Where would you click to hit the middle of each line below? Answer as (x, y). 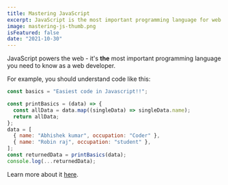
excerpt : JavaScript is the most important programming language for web (114, 20)
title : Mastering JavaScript (48, 13)
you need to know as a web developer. (61, 66)
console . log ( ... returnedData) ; (52, 161)
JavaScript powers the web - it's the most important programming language (114, 58)
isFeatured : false (33, 33)
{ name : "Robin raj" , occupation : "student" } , (82, 142)
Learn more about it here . (43, 174)
